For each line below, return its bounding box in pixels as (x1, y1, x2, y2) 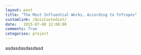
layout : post (5, 7, 33, 13)
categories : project (5, 31, 49, 36)
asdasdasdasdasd (5, 45, 44, 51)
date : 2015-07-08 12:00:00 (5, 21, 67, 27)
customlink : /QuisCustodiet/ (5, 17, 67, 22)
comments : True (5, 26, 38, 32)
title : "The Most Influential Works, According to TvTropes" (5, 12, 137, 17)
